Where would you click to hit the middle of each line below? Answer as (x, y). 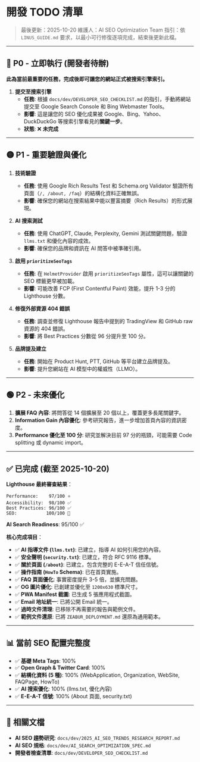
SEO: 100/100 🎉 (38, 513)
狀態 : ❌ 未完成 (41, 129)
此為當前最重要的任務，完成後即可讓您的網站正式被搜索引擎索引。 (87, 79)
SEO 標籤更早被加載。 (51, 281)
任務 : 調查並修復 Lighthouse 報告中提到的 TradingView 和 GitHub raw (108, 321)
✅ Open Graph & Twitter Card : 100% (60, 668)
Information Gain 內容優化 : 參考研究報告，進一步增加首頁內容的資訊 (98, 420)
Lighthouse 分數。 (46, 296)
